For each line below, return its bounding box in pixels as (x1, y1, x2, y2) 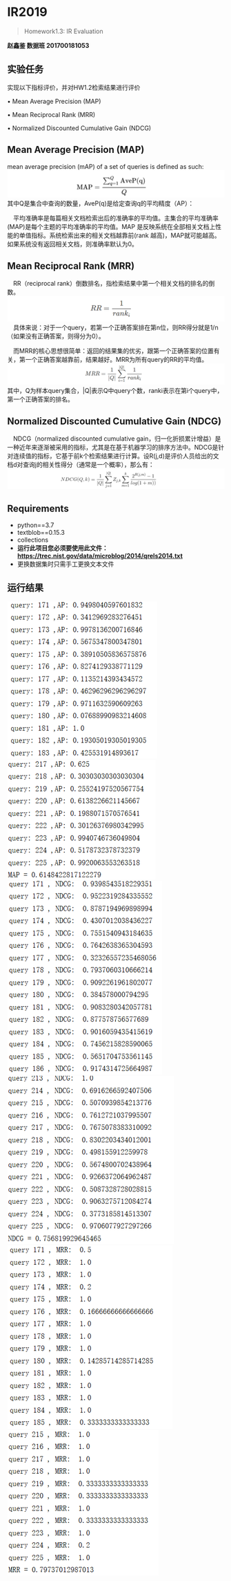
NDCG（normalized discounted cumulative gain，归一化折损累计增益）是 (13, 435, 221, 443)
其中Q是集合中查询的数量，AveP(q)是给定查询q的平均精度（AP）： (7, 199, 194, 208)
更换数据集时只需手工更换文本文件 (17, 560, 114, 568)
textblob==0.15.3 (17, 529, 66, 536)
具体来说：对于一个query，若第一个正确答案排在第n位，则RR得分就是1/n (13, 323, 219, 332)
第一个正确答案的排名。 (7, 395, 74, 403)
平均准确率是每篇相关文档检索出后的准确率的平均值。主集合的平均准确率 (13, 214, 219, 222)
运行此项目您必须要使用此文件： (17, 544, 108, 552)
